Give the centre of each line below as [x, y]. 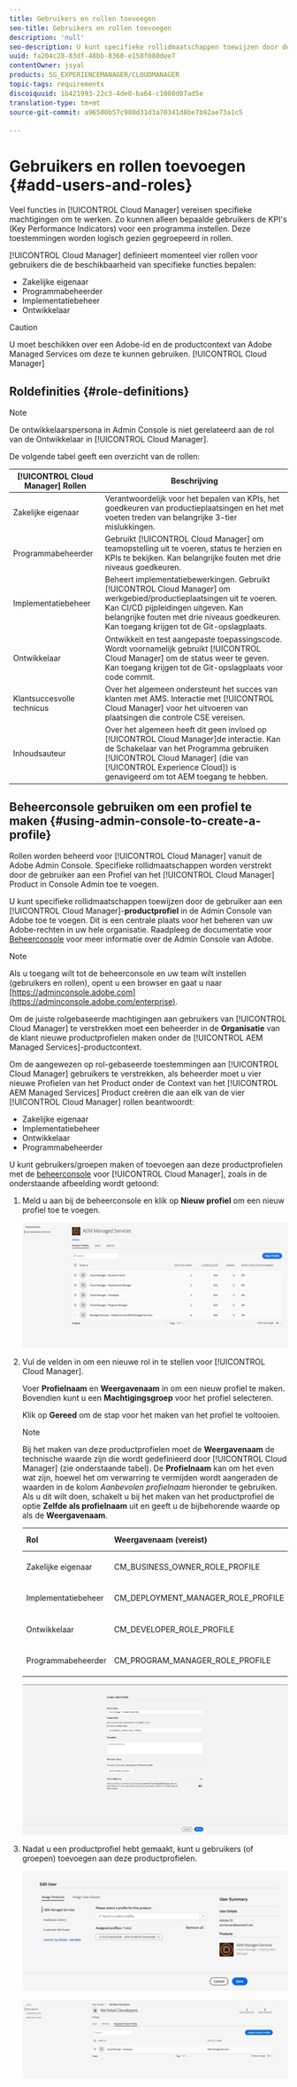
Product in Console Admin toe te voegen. [84, 884]
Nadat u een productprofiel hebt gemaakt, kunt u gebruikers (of [137, 1849]
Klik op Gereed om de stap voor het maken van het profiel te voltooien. [151, 1415]
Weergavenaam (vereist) [160, 1540]
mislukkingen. [130, 527]
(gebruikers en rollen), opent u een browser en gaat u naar [116, 983]
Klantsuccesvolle [44, 698]
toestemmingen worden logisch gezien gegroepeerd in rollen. [121, 238]
